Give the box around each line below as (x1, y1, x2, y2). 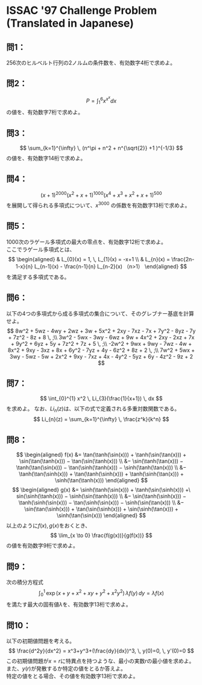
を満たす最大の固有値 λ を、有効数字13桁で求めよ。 (6, 601, 131, 608)
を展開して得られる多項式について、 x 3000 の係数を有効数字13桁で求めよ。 (6, 200, 191, 209)
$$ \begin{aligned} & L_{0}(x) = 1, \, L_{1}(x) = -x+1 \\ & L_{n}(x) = (8, 255, 171, 263)
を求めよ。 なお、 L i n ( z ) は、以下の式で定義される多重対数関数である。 (6, 405, 180, 413)
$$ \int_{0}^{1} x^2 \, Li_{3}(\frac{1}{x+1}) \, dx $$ (40, 395, 163, 402)
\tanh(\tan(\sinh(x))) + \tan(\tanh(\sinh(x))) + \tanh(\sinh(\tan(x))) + (19, 470, 184, 477)
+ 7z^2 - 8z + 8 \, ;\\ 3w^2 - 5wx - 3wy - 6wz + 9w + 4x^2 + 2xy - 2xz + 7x (8, 333, 195, 341)
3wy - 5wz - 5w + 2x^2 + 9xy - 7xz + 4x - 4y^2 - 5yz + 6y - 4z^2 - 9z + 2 (10, 352, 193, 360)
